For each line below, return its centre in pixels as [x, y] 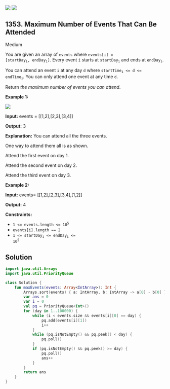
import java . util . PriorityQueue [39, 273]
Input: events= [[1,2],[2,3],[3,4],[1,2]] [44, 195]
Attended [20, 32]
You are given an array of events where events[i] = [59, 54]
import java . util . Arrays [31, 269]
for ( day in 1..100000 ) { [51, 311]
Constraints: [19, 214]
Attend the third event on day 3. [38, 175]
